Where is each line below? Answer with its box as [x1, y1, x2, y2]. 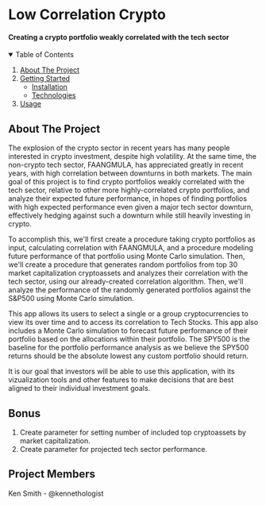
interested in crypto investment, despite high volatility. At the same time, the [8, 152, 256, 161]
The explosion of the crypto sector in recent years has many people [8, 143, 230, 153]
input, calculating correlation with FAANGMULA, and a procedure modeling [8, 243, 254, 253]
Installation [31, 82, 67, 92]
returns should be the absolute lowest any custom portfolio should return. [8, 351, 249, 361]
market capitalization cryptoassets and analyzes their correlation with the [8, 268, 249, 278]
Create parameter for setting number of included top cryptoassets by [19, 427, 246, 438]
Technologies [31, 91, 76, 100]
